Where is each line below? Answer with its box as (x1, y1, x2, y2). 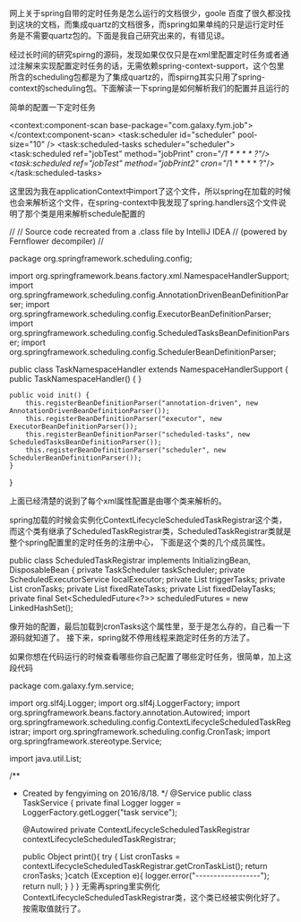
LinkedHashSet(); (9, 603, 73, 613)
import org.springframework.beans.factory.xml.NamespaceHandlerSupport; (9, 271, 289, 280)
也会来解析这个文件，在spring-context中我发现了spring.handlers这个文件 (9, 197, 279, 208)
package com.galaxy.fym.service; (9, 680, 134, 691)
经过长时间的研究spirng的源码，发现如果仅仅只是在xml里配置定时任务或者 (9, 49, 281, 60)
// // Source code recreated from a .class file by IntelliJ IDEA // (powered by (9, 227, 288, 237)
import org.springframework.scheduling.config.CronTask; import (32, 727, 271, 737)
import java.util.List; (9, 754, 82, 763)
